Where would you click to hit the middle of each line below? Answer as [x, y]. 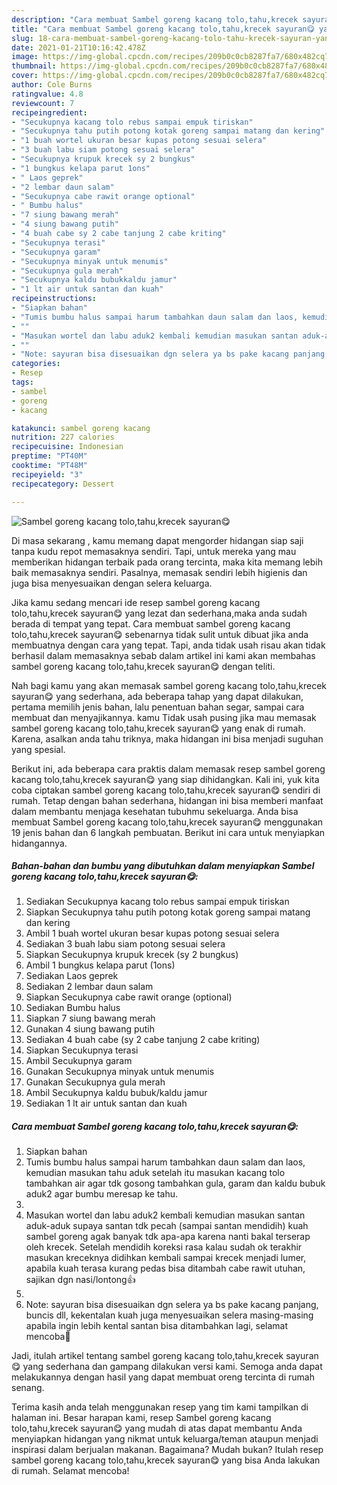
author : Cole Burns [52, 85]
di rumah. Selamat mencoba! [70, 1471]
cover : [25, 76]
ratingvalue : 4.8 [47, 94]
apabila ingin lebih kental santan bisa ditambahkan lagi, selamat [157, 1326]
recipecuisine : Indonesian [67, 447]
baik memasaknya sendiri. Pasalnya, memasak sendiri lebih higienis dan [159, 572]
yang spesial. [38, 749]
